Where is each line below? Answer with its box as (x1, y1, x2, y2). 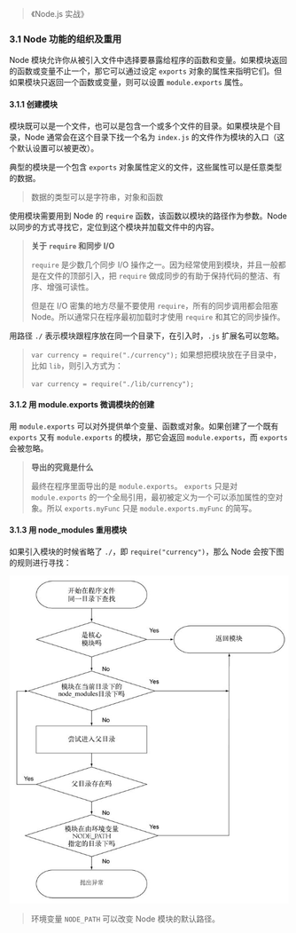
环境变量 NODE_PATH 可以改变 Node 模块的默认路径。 (30, 913, 220, 924)
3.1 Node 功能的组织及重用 (9, 33, 122, 45)
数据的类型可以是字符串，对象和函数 (30, 191, 164, 202)
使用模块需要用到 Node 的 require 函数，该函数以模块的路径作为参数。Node (9, 210, 288, 221)
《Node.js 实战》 (30, 9, 89, 19)
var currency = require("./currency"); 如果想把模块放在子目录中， (30, 349, 282, 360)
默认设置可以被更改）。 (16, 142, 99, 154)
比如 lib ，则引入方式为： (30, 360, 124, 371)
